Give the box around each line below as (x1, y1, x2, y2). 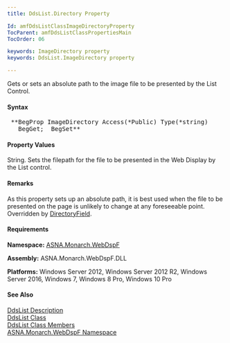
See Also (7, 290, 33, 299)
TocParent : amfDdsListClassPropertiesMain (7, 29, 132, 36)
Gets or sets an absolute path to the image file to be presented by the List (7, 80, 217, 87)
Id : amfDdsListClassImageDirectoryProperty (7, 22, 135, 30)
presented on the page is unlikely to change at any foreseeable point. (7, 202, 205, 210)
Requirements (7, 225, 49, 234)
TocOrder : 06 (7, 35, 45, 42)
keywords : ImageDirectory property (7, 48, 110, 55)
